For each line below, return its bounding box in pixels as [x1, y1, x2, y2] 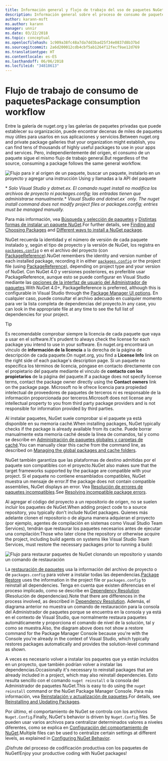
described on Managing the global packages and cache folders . [5, 448, 137, 454]
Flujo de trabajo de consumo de [5, 85, 138, 96]
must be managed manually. [5, 206, 64, 212]
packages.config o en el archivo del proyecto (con [5, 247, 108, 254]
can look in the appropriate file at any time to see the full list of [5, 306, 134, 312]
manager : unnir [5, 26, 37, 31]
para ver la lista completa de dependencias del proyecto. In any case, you [5, 301, 156, 307]
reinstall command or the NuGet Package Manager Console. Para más [5, 688, 153, 694]
